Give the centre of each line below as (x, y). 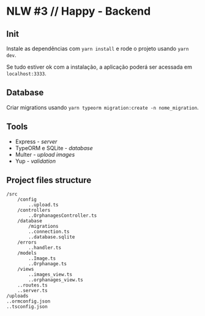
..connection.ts (49, 232)
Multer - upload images (45, 154)
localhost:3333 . (27, 73)
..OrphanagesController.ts (63, 216)
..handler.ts (45, 248)
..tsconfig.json (27, 307)
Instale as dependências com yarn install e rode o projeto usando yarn (98, 48)
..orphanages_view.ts (56, 280)
